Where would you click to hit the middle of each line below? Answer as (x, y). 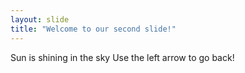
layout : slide (40, 19)
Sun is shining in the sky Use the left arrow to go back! (122, 57)
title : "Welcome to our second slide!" (93, 29)
